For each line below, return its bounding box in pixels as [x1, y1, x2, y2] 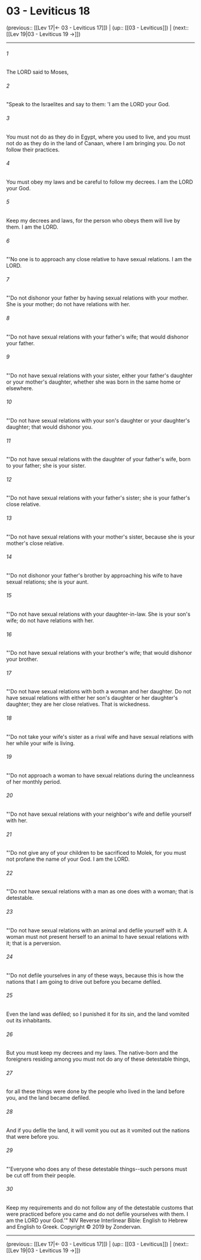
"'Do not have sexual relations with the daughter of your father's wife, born [6, 456, 191, 463]
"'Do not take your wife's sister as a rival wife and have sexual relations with [6, 733, 194, 740]
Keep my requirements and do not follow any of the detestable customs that [6, 1204, 193, 1211]
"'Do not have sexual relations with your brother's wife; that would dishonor [6, 650, 193, 657]
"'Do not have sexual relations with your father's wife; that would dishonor [6, 333, 189, 340]
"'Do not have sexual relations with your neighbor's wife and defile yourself [6, 810, 192, 818]
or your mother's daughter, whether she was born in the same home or [6, 378, 181, 385]
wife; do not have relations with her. [6, 616, 95, 624]
